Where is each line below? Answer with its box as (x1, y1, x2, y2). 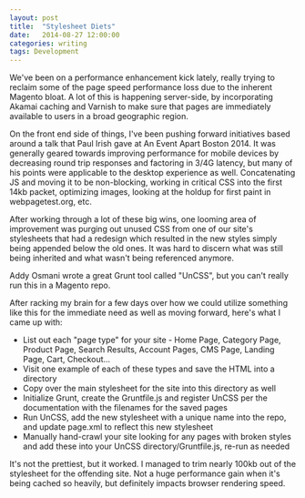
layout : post (9, 13, 59, 23)
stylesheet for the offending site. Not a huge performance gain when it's (9, 468, 280, 479)
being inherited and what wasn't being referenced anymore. (9, 252, 235, 264)
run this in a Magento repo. (9, 279, 111, 291)
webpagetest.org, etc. (9, 197, 93, 208)
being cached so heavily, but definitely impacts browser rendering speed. (9, 478, 286, 489)
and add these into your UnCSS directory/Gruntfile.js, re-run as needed (22, 441, 290, 452)
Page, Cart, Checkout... (22, 354, 111, 365)
